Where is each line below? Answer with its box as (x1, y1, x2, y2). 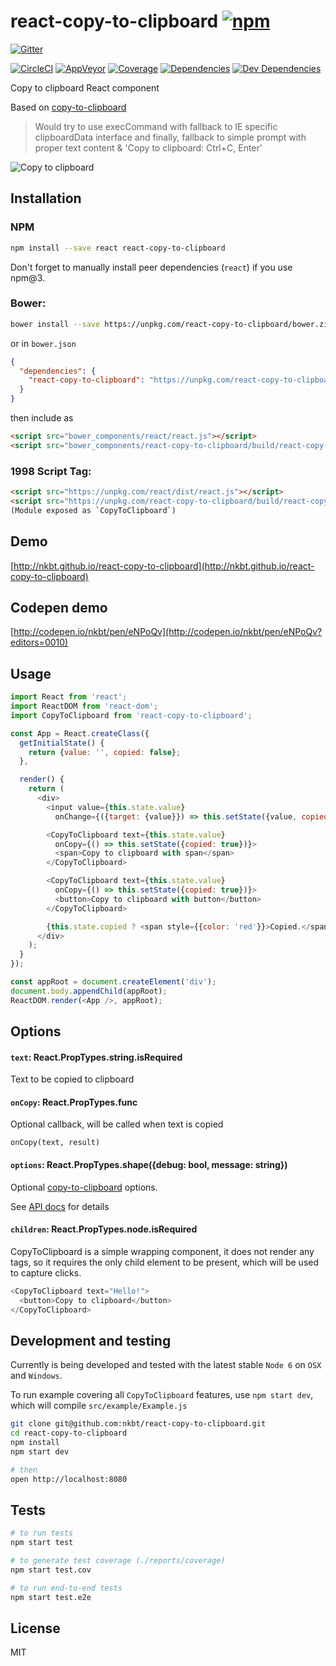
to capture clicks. (10, 1266, 82, 1279)
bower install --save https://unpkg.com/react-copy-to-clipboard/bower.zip (10, 319, 333, 329)
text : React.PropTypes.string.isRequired (10, 1051, 183, 1063)
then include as (10, 412, 74, 424)
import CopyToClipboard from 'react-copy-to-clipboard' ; (10, 710, 253, 720)
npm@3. (10, 271, 45, 284)
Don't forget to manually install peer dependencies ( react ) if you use (10, 261, 293, 273)
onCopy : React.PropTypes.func (10, 1096, 138, 1108)
